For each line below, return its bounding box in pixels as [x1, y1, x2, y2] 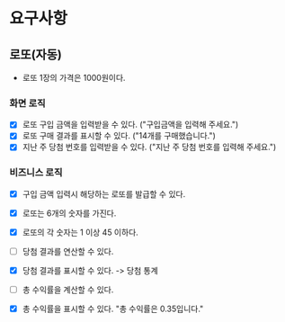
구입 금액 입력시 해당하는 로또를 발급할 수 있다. [22, 188, 186, 199]
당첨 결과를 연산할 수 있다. [22, 246, 114, 256]
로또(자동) [9, 47, 63, 62]
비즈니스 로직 [9, 166, 63, 179]
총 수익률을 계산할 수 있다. [22, 284, 114, 295]
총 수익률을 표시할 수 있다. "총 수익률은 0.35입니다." [22, 303, 204, 315]
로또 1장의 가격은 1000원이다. [22, 73, 126, 83]
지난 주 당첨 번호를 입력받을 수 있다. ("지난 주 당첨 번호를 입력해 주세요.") [22, 141, 277, 153]
